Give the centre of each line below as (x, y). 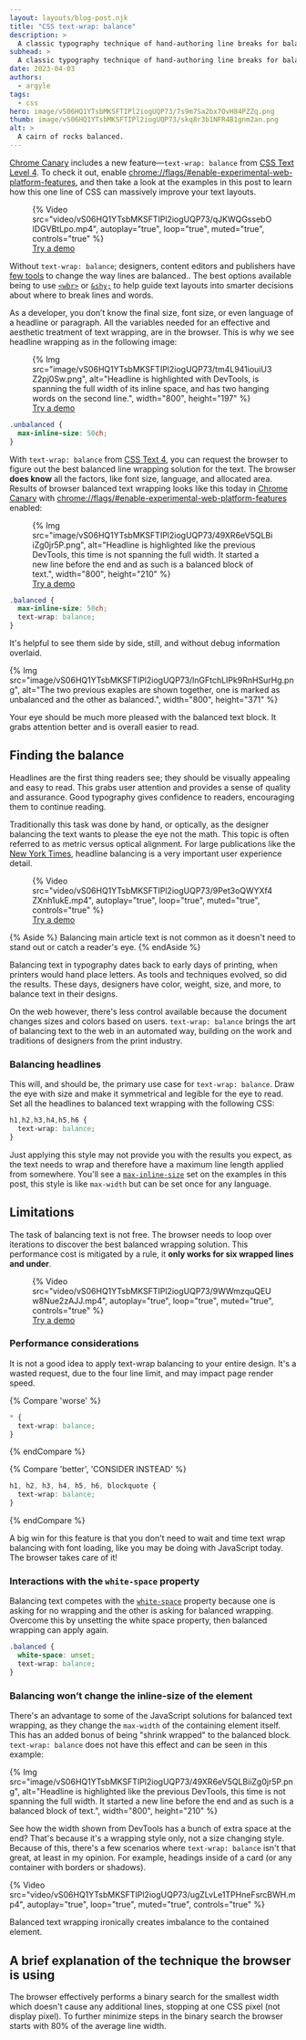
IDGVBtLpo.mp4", (65, 228)
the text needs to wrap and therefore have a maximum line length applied (147, 1164)
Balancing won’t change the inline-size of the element (131, 1696)
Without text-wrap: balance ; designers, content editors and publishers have (153, 266)
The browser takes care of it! (64, 1558)
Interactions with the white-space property (105, 1582)
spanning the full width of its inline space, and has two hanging (151, 388)
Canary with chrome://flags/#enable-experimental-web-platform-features (148, 497)
